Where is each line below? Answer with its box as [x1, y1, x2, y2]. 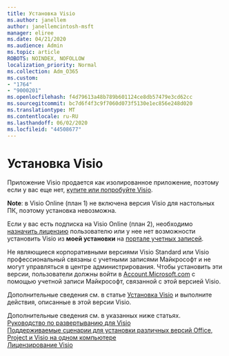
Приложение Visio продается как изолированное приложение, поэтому [7, 178, 219, 187]
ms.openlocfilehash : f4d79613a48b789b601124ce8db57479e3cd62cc [7, 94, 193, 101]
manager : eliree [7, 29, 54, 37]
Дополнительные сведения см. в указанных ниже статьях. [7, 312, 181, 320]
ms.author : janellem [7, 17, 67, 24]
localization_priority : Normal [7, 62, 97, 68]
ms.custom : [7, 74, 39, 82]
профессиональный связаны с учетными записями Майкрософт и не [7, 255, 212, 263]
